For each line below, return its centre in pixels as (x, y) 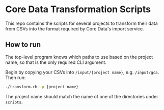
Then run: (16, 78)
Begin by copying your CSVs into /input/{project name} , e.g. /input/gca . (82, 72)
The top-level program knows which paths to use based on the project (79, 57)
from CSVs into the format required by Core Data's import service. (75, 28)
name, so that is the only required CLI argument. (56, 62)
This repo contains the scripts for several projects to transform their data (81, 23)
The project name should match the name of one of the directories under (82, 96)
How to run (23, 45)
